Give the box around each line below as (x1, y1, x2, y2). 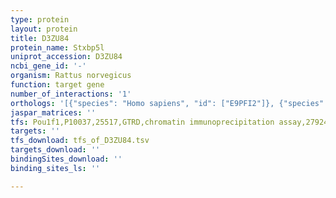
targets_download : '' (10, 145, 101, 155)
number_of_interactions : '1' (10, 89, 132, 99)
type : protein (10, 14, 70, 25)
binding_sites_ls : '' (10, 163, 101, 173)
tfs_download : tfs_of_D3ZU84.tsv (10, 136, 150, 146)
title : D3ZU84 (10, 33, 70, 43)
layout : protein (10, 24, 78, 34)
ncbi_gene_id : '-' (10, 61, 87, 71)
